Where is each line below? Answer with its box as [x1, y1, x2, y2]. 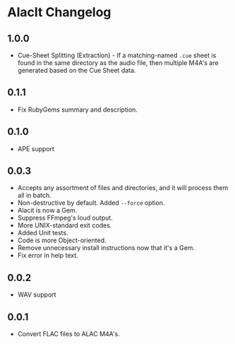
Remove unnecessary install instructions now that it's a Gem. [17, 244, 195, 252]
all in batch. [17, 191, 52, 200]
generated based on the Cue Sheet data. [17, 66, 136, 74]
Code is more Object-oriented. [17, 236, 107, 244]
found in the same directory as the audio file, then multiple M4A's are [17, 59, 219, 67]
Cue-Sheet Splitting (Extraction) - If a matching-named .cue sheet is [17, 51, 217, 59]
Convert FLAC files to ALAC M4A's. [17, 330, 120, 338]
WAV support [17, 290, 56, 299]
